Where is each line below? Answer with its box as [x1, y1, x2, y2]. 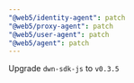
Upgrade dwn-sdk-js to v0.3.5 [8, 63, 120, 74]
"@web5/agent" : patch [8, 38, 90, 48]
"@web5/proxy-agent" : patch [8, 22, 114, 31]
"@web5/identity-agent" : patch [8, 13, 126, 23]
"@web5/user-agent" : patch [8, 30, 110, 39]
